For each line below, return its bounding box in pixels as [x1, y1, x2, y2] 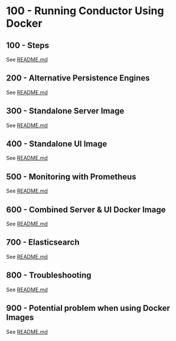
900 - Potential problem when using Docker [6, 303, 170, 313]
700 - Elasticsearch [6, 237, 80, 247]
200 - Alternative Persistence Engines [6, 73, 150, 83]
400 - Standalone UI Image [6, 139, 107, 149]
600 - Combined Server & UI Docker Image [6, 204, 166, 214]
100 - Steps [6, 40, 49, 50]
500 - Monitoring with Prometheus [6, 172, 137, 182]
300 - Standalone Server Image [6, 106, 125, 116]
